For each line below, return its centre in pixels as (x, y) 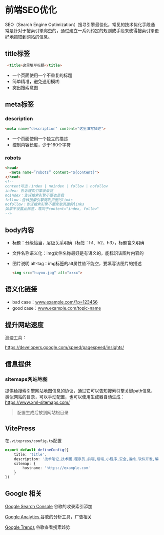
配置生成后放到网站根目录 (43, 413)
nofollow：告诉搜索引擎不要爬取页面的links (45, 204)
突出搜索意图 (25, 87)
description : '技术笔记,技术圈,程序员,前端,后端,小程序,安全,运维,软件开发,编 (86, 459)
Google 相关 (23, 494)
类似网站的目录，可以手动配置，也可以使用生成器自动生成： (65, 397)
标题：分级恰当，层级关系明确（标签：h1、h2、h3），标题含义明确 (78, 242)
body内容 (20, 230)
